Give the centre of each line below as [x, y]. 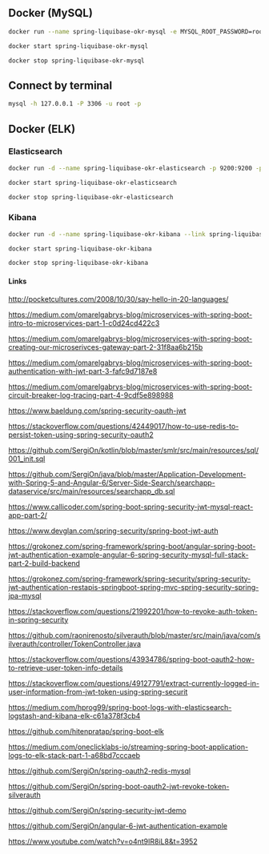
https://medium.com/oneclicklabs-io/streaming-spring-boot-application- [128, 747]
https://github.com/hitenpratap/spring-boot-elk [86, 731]
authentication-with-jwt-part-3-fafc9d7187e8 [83, 371]
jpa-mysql [25, 595]
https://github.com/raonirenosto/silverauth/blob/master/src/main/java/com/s [134, 635]
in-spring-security [38, 619]
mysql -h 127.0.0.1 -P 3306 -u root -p [75, 104]
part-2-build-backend [44, 563]
